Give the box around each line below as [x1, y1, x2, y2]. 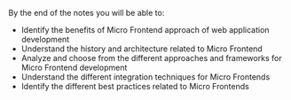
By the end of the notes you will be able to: [8, 8, 165, 18]
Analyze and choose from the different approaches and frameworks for [20, 53, 282, 63]
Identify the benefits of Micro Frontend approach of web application [20, 25, 270, 35]
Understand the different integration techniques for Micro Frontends [20, 72, 271, 82]
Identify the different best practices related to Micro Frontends [20, 81, 249, 91]
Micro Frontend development [20, 62, 128, 73]
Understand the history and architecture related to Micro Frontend [20, 43, 263, 54]
